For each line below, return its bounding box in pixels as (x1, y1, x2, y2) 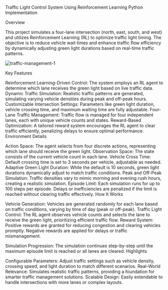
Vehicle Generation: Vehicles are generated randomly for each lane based (5, 201, 158, 207)
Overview (5, 20, 25, 25)
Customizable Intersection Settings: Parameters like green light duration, (5, 101, 155, 107)
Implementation (5, 10, 38, 16)
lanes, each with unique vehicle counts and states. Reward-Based (5, 117, 141, 123)
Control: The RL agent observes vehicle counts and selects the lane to (5, 211, 150, 217)
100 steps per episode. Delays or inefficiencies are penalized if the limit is (5, 186, 157, 192)
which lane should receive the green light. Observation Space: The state (5, 149, 154, 154)
